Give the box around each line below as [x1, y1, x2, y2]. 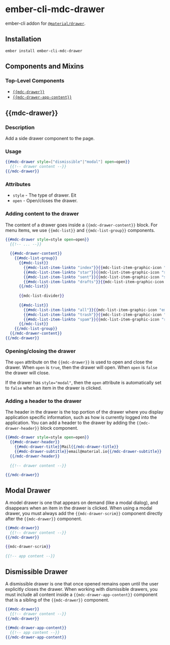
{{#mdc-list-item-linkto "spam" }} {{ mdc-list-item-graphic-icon [23, 317, 159, 322]
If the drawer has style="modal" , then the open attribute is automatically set [5, 380, 162, 386]
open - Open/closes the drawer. [12, 198, 78, 204]
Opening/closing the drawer [5, 347, 76, 354]
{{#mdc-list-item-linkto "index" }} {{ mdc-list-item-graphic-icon [23, 265, 162, 270]
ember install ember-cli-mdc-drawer [5, 48, 82, 54]
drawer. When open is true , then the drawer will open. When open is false [5, 364, 158, 371]
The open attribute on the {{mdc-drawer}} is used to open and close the [5, 359, 153, 365]
